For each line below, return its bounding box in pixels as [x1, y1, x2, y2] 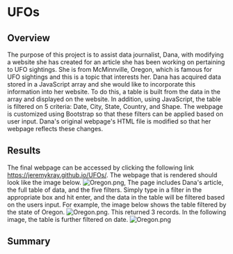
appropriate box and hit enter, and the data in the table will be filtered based [7, 193, 225, 201]
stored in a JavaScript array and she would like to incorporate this [7, 80, 196, 88]
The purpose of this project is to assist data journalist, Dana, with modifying [7, 50, 224, 59]
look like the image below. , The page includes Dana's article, [7, 178, 224, 186]
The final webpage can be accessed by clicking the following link [7, 163, 195, 172]
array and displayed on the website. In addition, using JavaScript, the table [7, 95, 221, 103]
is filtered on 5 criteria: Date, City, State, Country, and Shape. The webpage [7, 103, 223, 110]
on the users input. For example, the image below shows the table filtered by [7, 200, 227, 209]
